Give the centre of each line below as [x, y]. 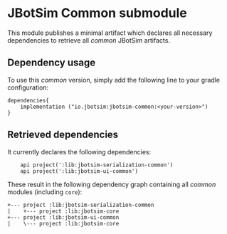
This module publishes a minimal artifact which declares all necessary [110, 33]
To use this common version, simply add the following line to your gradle [114, 80]
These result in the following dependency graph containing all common [112, 184]
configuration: [28, 87]
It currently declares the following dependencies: [79, 151]
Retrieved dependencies [63, 135]
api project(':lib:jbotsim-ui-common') [79, 171]
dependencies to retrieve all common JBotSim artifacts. [89, 40]
